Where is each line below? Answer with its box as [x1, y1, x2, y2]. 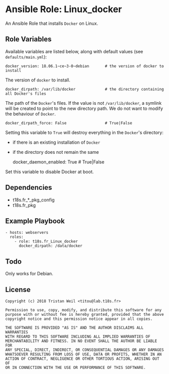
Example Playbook [5, 217, 65, 225]
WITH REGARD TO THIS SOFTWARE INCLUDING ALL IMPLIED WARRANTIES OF [5, 334, 151, 339]
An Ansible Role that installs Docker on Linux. [5, 20, 99, 26]
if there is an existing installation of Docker [12, 139, 100, 145]
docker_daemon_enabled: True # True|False [12, 158, 105, 165]
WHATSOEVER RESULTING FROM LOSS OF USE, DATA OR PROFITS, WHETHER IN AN [5, 352, 162, 357]
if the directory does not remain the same [12, 149, 99, 155]
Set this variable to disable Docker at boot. [5, 169, 94, 175]
